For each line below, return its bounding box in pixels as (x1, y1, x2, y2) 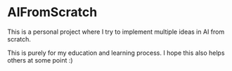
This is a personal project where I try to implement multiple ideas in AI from (7, 27, 225, 36)
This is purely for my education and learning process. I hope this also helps (7, 49, 225, 57)
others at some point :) (7, 56, 73, 64)
